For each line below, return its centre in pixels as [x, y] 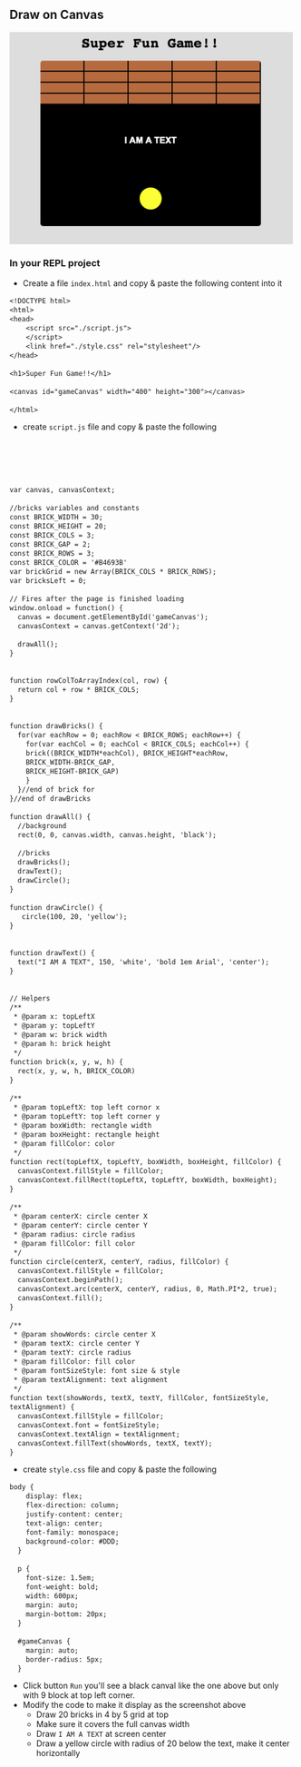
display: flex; [54, 1496]
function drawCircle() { [56, 907]
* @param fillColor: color [64, 1143]
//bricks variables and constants [75, 508]
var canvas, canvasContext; [63, 489]
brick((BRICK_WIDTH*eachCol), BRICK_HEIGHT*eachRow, [127, 753]
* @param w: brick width [60, 1034]
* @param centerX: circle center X [80, 1216]
